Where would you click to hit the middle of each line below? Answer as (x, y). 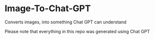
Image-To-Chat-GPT (48, 9)
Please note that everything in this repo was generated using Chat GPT (77, 31)
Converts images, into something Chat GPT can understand (66, 22)
